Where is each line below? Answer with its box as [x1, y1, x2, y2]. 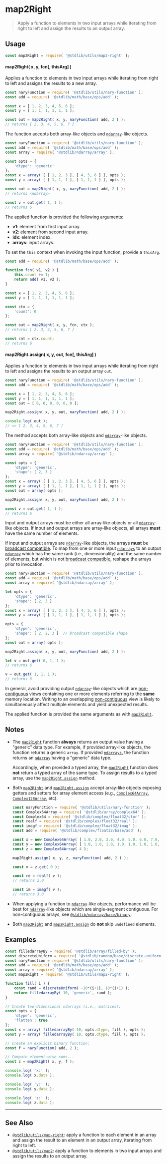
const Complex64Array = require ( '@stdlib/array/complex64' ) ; [12, 809, 147, 814]
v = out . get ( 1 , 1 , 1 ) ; [5, 672, 57, 677]
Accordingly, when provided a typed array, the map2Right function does [12, 764, 159, 770]
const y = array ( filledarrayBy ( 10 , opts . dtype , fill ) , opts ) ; [5, 1032, 146, 1037]
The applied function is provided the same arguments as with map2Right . [5, 711, 153, 717]
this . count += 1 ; [14, 272, 50, 278]
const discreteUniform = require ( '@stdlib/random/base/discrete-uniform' [5, 953, 164, 958]
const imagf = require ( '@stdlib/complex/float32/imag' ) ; [12, 823, 138, 828]
